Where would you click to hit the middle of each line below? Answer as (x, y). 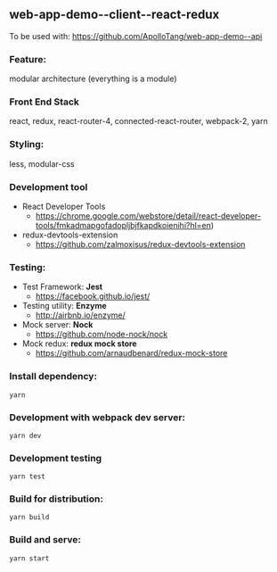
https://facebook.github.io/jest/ (93, 296)
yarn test (28, 477)
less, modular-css (42, 163)
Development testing (56, 458)
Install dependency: (53, 377)
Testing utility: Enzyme (64, 306)
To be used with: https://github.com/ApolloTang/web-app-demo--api (136, 36)
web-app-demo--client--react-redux (114, 15)
